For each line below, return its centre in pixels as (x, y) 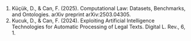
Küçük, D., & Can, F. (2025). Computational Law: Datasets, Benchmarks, (98, 8)
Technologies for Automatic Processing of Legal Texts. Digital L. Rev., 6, (98, 27)
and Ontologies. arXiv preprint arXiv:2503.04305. (71, 14)
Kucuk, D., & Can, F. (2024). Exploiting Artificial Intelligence (83, 20)
